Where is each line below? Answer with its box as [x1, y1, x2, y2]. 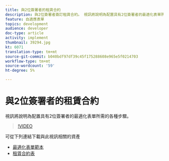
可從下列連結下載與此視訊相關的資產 [5, 133, 80, 139]
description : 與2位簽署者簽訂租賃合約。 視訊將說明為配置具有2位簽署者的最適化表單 [5, 12, 161, 17]
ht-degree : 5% [5, 68, 35, 73]
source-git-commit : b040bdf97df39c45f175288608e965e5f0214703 [5, 54, 138, 59]
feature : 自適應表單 [5, 17, 44, 22]
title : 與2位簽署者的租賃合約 [5, 7, 61, 13]
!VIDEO [17, 123, 33, 129]
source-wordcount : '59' [5, 63, 55, 68]
